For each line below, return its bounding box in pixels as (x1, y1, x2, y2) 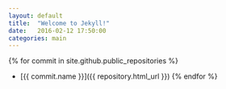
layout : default (8, 11, 63, 20)
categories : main (8, 34, 67, 42)
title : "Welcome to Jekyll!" (8, 19, 111, 27)
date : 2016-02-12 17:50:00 (8, 26, 107, 34)
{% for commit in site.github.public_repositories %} (8, 56, 179, 66)
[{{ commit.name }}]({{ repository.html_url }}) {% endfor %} (19, 71, 218, 81)
